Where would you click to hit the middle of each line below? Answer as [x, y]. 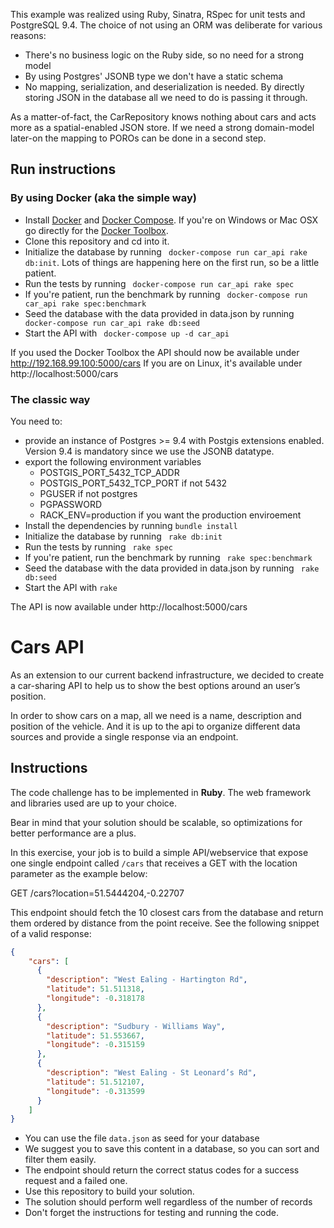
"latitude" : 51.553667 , [95, 1035]
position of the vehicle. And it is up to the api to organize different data [155, 726]
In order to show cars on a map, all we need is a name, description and [156, 715]
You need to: [36, 421]
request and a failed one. [76, 1181]
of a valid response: [51, 933]
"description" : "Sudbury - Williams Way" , [136, 1026]
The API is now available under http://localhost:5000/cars [129, 606]
